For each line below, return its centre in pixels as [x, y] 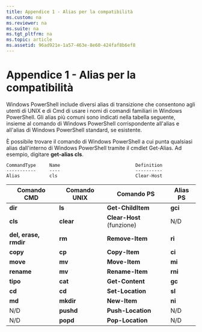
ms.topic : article [29, 40]
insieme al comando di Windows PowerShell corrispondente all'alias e [93, 123]
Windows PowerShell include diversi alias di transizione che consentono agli [101, 104]
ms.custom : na [24, 17]
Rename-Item [127, 271]
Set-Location [126, 291]
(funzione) [122, 225]
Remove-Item [127, 238]
